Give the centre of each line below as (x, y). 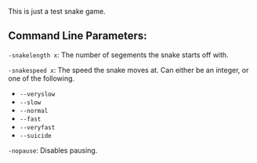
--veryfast (37, 127)
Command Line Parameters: (78, 36)
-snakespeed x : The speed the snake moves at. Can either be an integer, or (128, 70)
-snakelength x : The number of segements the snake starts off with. (118, 55)
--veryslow (37, 94)
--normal (34, 110)
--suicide (36, 136)
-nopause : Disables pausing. (53, 150)
